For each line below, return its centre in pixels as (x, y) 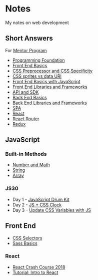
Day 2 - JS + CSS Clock (37, 205)
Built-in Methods (26, 154)
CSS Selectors (27, 238)
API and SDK (25, 92)
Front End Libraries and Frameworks (50, 87)
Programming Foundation (38, 60)
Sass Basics (25, 243)
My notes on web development (37, 23)
